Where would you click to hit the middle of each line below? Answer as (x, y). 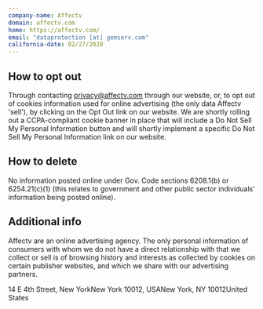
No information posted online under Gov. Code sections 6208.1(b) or (119, 180)
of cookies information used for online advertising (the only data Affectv (125, 104)
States (18, 297)
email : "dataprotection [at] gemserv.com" (79, 37)
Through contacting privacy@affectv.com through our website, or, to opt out (131, 95)
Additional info (45, 222)
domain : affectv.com (42, 23)
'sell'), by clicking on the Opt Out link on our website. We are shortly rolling (129, 111)
